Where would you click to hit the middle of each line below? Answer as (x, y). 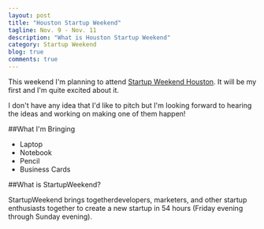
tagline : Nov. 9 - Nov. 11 (52, 30)
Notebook (36, 152)
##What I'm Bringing (42, 129)
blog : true (26, 52)
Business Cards (45, 169)
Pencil (30, 161)
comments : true (33, 60)
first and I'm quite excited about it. (64, 90)
